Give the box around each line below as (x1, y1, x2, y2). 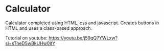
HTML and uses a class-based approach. (5, 25, 92, 31)
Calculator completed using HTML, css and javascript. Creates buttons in (5, 20, 159, 26)
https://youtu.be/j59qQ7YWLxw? (48, 35, 118, 41)
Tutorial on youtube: (5, 35, 48, 41)
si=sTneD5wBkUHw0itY (5, 40, 56, 46)
